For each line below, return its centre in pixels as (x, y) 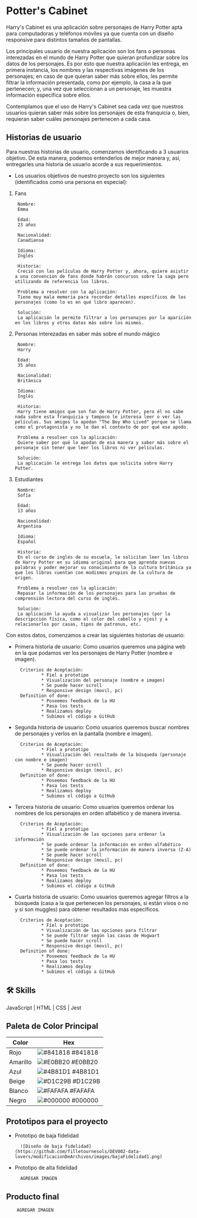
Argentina (29, 526)
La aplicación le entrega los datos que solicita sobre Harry (95, 463)
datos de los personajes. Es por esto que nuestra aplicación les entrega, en (97, 64)
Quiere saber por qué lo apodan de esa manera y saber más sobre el (103, 442)
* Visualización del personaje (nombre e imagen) (103, 680)
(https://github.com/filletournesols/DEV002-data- (78, 1152)
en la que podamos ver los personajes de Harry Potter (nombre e (93, 653)
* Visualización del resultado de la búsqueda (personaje (113, 755)
